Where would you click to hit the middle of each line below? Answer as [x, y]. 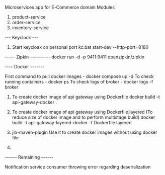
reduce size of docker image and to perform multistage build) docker [84, 117]
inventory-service [30, 28]
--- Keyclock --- [22, 37]
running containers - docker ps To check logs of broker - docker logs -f [79, 82]
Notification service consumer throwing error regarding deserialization [78, 167]
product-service [29, 17]
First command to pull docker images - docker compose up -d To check [79, 76]
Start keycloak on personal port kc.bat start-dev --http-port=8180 [80, 47]
